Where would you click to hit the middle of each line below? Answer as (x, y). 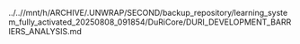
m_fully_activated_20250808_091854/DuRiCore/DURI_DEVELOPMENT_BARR (150, 22)
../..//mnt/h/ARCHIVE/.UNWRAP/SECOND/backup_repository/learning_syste (148, 13)
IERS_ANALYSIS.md (45, 31)
